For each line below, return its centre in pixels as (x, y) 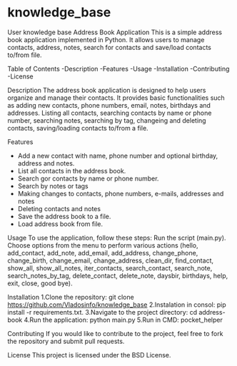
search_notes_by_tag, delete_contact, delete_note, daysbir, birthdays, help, (118, 275)
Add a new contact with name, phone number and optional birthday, (118, 156)
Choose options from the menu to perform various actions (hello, (103, 245)
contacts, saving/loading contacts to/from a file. (78, 128)
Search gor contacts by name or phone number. (88, 178)
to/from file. (25, 55)
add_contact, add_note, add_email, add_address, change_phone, (103, 253)
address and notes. (46, 163)
